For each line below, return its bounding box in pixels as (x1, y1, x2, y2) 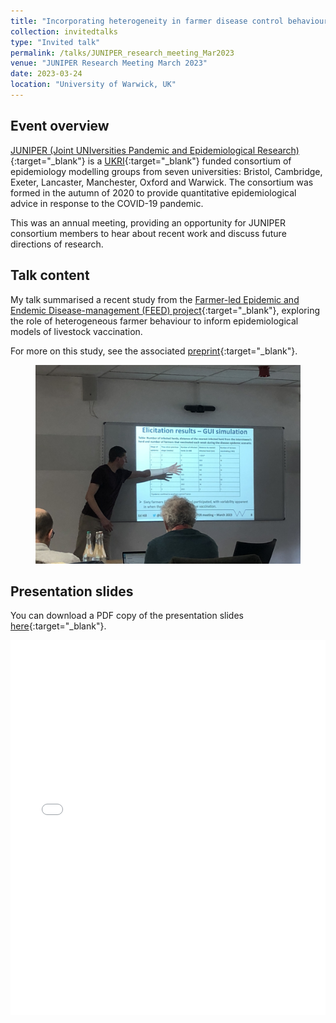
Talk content (10, 267, 90, 284)
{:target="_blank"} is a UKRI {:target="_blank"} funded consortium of (10, 155, 292, 167)
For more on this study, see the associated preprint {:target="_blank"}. (10, 345, 298, 357)
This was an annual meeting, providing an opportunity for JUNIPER (10, 216, 286, 229)
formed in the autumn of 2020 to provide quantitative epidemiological (10, 186, 297, 199)
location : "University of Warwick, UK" (10, 80, 177, 90)
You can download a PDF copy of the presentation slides (10, 610, 244, 622)
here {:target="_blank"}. (10, 620, 107, 632)
